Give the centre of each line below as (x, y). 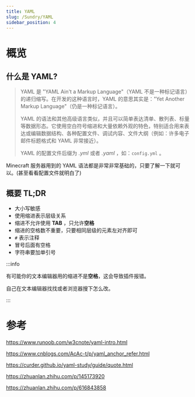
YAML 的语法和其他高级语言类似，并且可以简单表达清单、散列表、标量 (105, 119)
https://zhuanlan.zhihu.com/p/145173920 (55, 377)
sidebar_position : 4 (31, 22)
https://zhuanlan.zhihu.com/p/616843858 (56, 388)
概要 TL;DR (26, 193)
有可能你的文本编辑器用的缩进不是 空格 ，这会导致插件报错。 (78, 276)
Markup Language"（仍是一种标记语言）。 (70, 107)
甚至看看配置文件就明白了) (50, 173)
